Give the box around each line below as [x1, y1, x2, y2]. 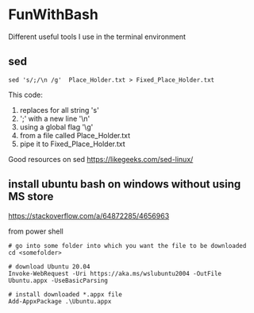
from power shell [8, 226, 63, 236]
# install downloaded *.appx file [8, 290, 123, 299]
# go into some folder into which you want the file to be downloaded [8, 242, 247, 249]
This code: [8, 90, 44, 99]
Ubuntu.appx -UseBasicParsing [8, 276, 109, 284]
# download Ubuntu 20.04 [8, 262, 90, 271]
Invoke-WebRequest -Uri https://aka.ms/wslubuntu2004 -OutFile [8, 269, 222, 277]
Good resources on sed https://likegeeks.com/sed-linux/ [8, 154, 194, 164]
